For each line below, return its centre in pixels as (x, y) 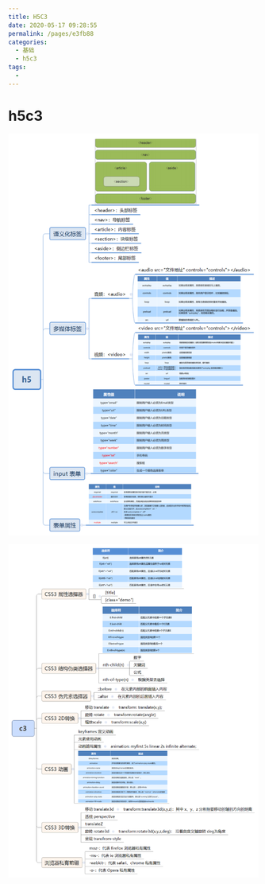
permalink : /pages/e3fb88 (51, 33)
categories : (28, 42)
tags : (17, 68)
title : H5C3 (28, 17)
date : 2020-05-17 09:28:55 (53, 25)
